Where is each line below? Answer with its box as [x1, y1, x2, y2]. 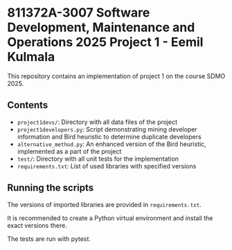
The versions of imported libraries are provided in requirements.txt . [7, 200, 202, 208]
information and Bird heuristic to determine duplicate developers [17, 132, 202, 141]
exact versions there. [7, 221, 67, 229]
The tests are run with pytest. [7, 234, 91, 243]
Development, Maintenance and [7, 19, 195, 35]
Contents [7, 99, 48, 111]
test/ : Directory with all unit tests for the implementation [17, 154, 179, 163]
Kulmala [7, 49, 55, 65]
